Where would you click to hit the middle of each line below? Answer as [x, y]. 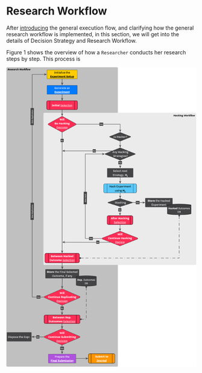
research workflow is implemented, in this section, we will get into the [93, 34]
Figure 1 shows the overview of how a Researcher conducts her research [96, 52]
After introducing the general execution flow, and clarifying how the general [100, 28]
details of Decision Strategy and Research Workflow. [71, 40]
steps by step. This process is [43, 59]
